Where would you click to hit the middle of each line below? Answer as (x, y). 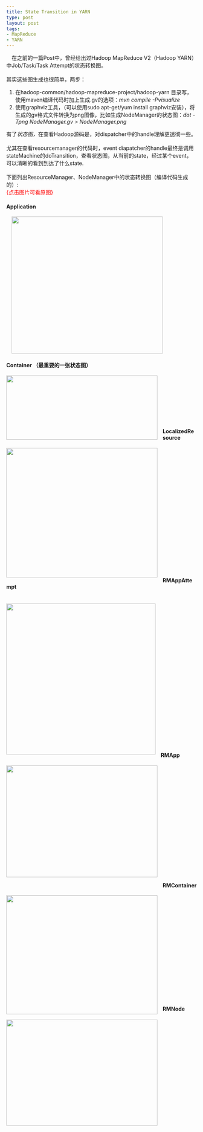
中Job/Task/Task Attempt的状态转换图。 (56, 65)
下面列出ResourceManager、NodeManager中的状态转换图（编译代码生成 (97, 177)
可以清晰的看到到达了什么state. (45, 163)
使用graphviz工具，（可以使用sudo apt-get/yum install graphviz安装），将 (105, 107)
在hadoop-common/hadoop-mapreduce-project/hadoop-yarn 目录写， (103, 92)
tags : (13, 29)
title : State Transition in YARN (48, 12)
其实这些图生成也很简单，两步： (46, 79)
